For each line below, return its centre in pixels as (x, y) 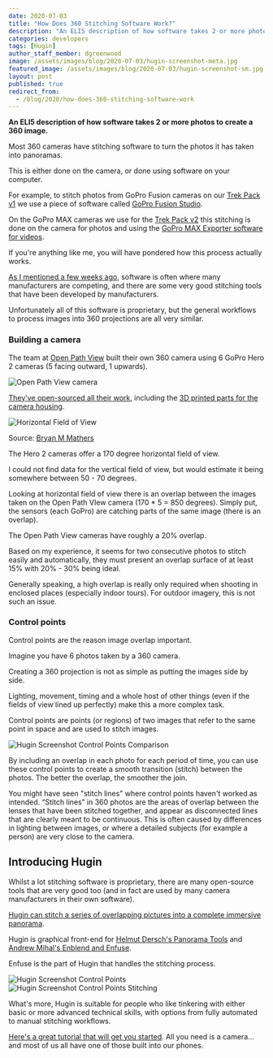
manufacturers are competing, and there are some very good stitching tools (135, 286)
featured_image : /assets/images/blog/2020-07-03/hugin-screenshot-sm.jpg (136, 69)
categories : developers (49, 39)
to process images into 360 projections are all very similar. (106, 319)
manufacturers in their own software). (71, 899)
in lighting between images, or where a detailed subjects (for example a (128, 828)
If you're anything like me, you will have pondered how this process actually (135, 253)
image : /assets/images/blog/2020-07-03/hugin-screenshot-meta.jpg (123, 62)
